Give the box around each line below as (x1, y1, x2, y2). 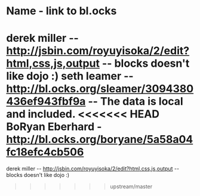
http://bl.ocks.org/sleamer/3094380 (6, 82, 194, 96)
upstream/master (110, 183, 153, 190)
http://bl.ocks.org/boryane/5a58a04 (6, 133, 193, 147)
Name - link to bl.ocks (6, 4, 117, 18)
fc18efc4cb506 (6, 145, 84, 159)
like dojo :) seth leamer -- (6, 70, 134, 83)
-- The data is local (88, 95, 183, 108)
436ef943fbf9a (6, 95, 86, 108)
